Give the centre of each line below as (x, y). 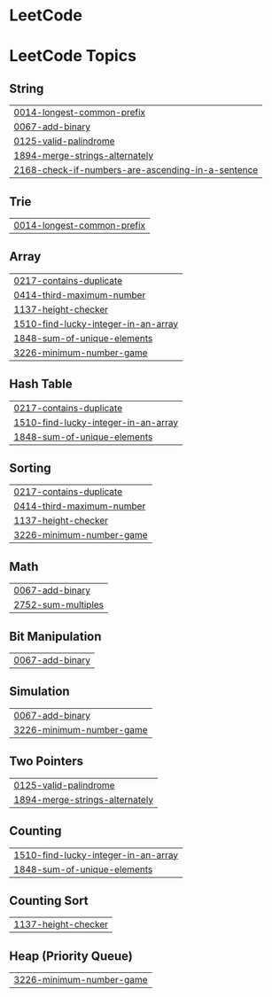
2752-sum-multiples (59, 605)
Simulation (39, 692)
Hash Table (41, 384)
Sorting (30, 468)
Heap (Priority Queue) (71, 956)
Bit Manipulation (55, 636)
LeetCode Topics (73, 56)
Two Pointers (47, 762)
